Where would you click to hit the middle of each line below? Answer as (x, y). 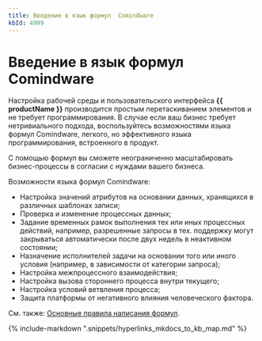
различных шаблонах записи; (70, 206)
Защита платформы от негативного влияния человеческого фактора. (137, 298)
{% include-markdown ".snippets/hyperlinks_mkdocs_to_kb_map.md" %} (128, 328)
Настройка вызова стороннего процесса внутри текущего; (120, 281)
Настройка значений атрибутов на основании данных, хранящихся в (137, 197)
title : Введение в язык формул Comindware (81, 15)
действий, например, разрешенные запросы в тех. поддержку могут (137, 231)
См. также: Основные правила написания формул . (94, 313)
